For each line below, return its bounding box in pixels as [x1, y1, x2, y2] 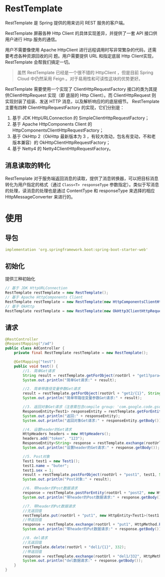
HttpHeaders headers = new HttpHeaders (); [23, 432, 111, 437]
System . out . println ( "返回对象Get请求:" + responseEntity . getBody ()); [23, 418, 164, 423]
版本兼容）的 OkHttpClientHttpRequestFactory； [12, 139, 110, 145]
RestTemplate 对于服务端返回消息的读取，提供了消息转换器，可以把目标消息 [5, 175, 159, 181]
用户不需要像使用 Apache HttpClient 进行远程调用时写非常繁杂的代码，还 [5, 47, 152, 53]
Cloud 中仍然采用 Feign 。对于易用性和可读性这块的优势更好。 [17, 76, 143, 82]
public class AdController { [5, 346, 65, 351]
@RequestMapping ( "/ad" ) [5, 341, 54, 346]
